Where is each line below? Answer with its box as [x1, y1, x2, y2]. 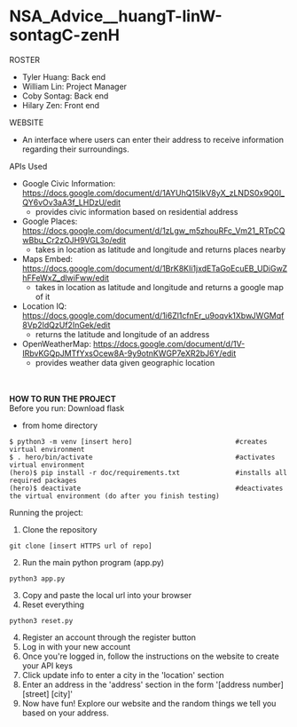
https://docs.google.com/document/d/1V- [92, 338, 246, 349]
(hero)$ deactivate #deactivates [9, 484, 284, 493]
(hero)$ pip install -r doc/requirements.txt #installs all [9, 468, 288, 477]
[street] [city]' [21, 688, 74, 699]
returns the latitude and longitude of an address [35, 328, 210, 339]
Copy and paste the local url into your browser [21, 589, 192, 600]
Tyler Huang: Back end [21, 71, 106, 82]
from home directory [21, 420, 98, 431]
